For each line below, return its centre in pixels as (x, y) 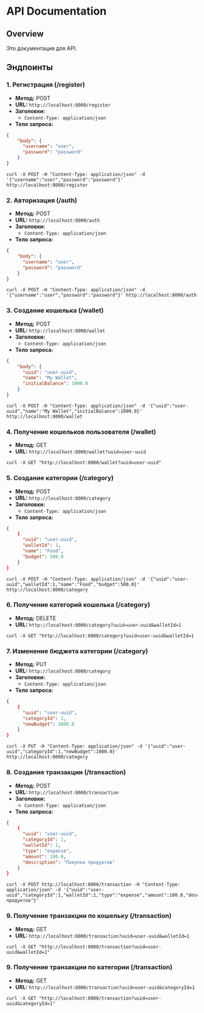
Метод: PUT (31, 665)
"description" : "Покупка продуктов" (69, 862)
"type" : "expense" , (47, 851)
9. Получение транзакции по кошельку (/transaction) (89, 916)
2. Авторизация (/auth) (42, 200)
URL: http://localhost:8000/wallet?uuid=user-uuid (80, 451)
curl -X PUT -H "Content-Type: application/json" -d (74, 747)
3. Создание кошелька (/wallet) (55, 311)
